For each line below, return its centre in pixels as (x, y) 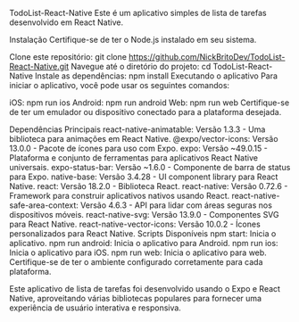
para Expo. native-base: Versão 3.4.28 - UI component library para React (144, 177)
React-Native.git (39, 66)
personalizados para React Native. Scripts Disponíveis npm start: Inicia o (143, 234)
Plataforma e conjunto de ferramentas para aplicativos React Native (134, 158)
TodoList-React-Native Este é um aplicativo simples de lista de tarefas (138, 13)
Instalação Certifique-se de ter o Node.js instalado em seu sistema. (133, 40)
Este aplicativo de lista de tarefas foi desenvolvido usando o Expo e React (145, 289)
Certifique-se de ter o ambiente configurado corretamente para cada (136, 262)
